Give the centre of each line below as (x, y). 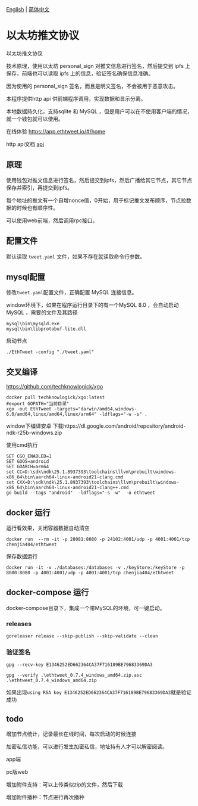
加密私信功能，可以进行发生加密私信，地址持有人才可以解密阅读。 (87, 746)
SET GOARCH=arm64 (28, 467)
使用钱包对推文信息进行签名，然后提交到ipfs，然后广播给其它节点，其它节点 (99, 180)
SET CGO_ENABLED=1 (29, 456)
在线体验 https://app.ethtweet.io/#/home (56, 131)
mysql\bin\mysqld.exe (33, 324)
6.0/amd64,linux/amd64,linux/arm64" (51, 414)
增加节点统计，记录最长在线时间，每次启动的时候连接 (71, 734)
